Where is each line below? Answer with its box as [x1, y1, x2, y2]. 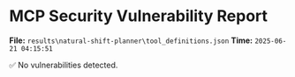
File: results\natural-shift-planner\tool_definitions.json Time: [9, 35, 253, 45]
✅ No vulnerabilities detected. [9, 59, 118, 70]
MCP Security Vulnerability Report [9, 6, 268, 26]
